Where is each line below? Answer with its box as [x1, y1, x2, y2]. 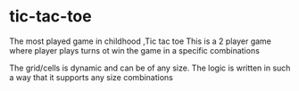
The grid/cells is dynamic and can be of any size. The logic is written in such [9, 62, 291, 73]
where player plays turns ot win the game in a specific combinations [9, 45, 261, 55]
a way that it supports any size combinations [9, 71, 174, 82]
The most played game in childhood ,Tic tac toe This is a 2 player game [9, 36, 272, 46]
